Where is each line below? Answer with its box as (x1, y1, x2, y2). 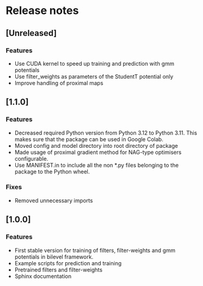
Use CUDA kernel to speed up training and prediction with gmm (14, 60, 174, 67)
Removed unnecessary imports (14, 197, 93, 204)
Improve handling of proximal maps (14, 79, 104, 86)
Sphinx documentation (14, 272, 71, 280)
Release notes (5, 4, 79, 18)
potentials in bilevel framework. (14, 253, 94, 260)
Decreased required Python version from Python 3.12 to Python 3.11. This (14, 129, 198, 136)
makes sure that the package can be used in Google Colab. (14, 135, 164, 143)
